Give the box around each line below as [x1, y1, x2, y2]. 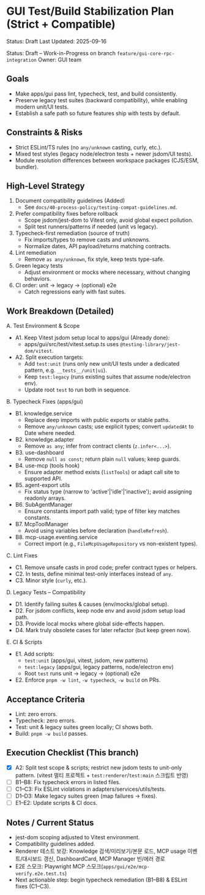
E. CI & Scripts [6, 638, 43, 646]
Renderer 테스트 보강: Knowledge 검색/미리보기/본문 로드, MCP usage [15, 847, 187, 855]
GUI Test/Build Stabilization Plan [6, 4, 174, 18]
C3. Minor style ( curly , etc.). [15, 577, 88, 584]
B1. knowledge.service [15, 410, 72, 417]
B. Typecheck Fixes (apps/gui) [6, 398, 84, 406]
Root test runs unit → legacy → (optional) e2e [24, 670, 141, 678]
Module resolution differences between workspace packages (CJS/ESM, [15, 156, 199, 164]
